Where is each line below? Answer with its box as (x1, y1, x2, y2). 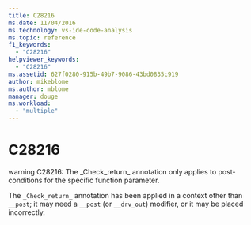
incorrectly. (8, 207, 46, 217)
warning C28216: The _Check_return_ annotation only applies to (8, 167, 217, 176)
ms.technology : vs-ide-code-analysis (8, 26, 133, 34)
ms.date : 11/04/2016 (8, 19, 77, 27)
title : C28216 (8, 11, 55, 20)
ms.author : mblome (8, 84, 69, 93)
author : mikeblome (8, 77, 69, 85)
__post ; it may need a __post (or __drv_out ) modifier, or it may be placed (8, 199, 244, 208)
